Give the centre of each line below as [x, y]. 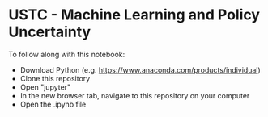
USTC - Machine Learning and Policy [134, 15]
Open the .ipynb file [53, 104]
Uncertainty [50, 32]
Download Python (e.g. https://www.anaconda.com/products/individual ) [140, 69]
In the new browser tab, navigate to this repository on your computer [135, 95]
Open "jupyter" [45, 87]
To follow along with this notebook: [67, 54]
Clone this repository [55, 78]
